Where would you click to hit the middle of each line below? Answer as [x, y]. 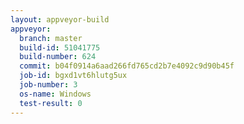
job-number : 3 [48, 85]
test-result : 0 [51, 103]
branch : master [51, 38]
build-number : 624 [58, 57]
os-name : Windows [55, 94]
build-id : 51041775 [60, 47]
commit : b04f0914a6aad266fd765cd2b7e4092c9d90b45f [127, 66]
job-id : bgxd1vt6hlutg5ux [73, 76]
